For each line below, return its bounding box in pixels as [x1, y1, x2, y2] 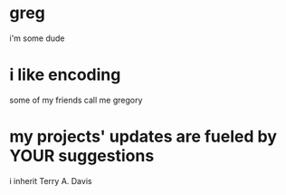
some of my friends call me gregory [9, 94, 143, 105]
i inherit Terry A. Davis [9, 175, 92, 186]
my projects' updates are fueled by [9, 126, 278, 147]
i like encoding [9, 64, 121, 85]
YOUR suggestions [9, 146, 155, 166]
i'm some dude [9, 33, 65, 44]
